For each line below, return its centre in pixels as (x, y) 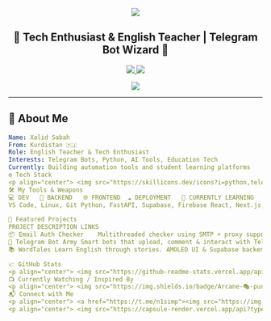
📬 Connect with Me (41, 294)
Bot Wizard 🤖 (135, 50)
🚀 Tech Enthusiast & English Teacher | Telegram (135, 38)
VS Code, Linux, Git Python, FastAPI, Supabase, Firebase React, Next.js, (137, 205)
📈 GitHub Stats (35, 264)
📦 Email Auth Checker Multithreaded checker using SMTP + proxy (126, 234)
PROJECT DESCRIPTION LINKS (54, 227)
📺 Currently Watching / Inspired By (71, 279)
